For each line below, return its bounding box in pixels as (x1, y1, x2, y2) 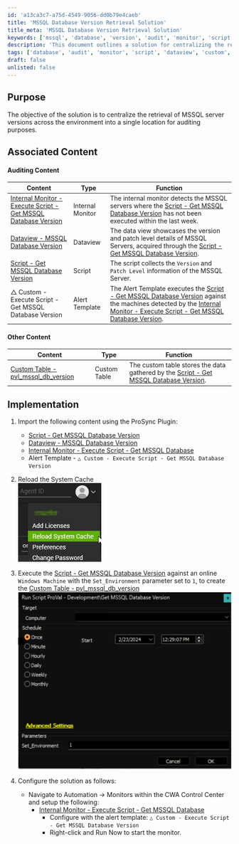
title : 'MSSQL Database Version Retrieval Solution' (7, 19, 167, 26)
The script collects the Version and (110, 259, 212, 268)
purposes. (7, 125, 38, 134)
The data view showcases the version (110, 226, 221, 235)
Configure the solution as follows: (17, 776, 117, 785)
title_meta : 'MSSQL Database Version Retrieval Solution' (7, 26, 183, 33)
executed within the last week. (110, 216, 199, 225)
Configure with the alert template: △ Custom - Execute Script (49, 813, 230, 821)
